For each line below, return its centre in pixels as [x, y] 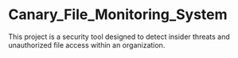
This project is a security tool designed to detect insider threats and [119, 37]
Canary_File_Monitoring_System [118, 15]
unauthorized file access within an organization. [87, 44]
